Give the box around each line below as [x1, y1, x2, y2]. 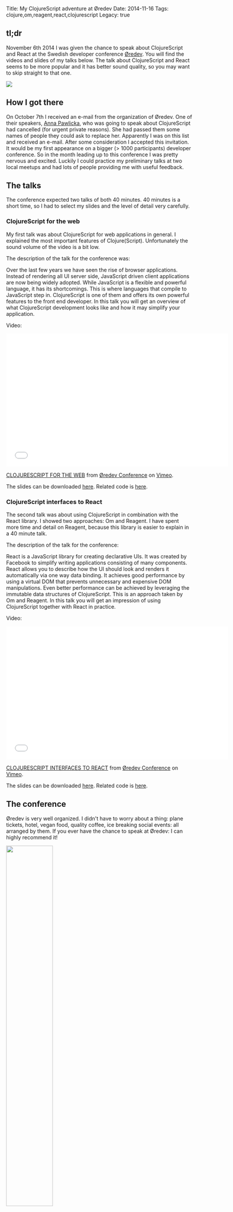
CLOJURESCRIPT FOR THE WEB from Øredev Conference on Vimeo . [6, 471, 174, 479]
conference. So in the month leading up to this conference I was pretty [6, 151, 179, 158]
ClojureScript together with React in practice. [6, 603, 117, 610]
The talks [6, 180, 41, 191]
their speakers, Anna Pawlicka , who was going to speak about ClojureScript [6, 119, 191, 127]
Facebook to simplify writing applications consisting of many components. [6, 559, 187, 567]
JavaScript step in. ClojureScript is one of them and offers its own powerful [6, 291, 189, 298]
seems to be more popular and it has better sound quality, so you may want [6, 63, 190, 70]
